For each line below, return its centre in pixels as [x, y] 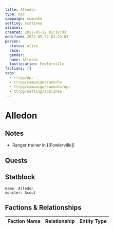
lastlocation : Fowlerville [37, 64]
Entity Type [93, 221]
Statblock [20, 177]
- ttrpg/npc [22, 78]
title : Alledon [20, 10]
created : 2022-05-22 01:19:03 [36, 32]
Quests [16, 160]
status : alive [24, 46]
